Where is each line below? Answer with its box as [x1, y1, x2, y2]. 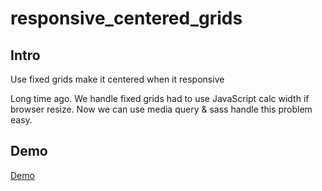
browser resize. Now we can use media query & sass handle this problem [10, 103, 313, 115]
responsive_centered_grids [10, 7, 243, 30]
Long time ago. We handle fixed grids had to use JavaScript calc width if [10, 93, 310, 104]
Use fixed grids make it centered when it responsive [10, 73, 225, 85]
